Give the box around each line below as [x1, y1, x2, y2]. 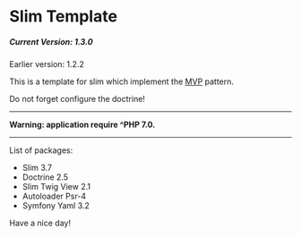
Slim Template [9, 6, 118, 27]
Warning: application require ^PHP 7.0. [9, 119, 156, 131]
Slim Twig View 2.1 [21, 182, 91, 192]
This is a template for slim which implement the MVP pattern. [9, 76, 235, 87]
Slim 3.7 [21, 163, 52, 174]
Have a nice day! [9, 217, 72, 229]
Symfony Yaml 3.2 [21, 200, 90, 211]
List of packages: [9, 145, 73, 156]
